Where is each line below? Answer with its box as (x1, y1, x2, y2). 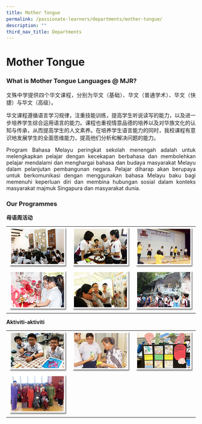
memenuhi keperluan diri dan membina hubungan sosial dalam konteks (6, 178, 196, 185)
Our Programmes (6, 199, 58, 207)
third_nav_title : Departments (6, 29, 82, 35)
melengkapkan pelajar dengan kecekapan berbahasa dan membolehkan (6, 152, 196, 159)
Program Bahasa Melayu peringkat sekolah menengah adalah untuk (6, 146, 196, 153)
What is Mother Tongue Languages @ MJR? (6, 77, 137, 85)
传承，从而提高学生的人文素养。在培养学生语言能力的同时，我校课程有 (16, 126, 191, 134)
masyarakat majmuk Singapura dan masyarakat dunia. (6, 184, 141, 192)
